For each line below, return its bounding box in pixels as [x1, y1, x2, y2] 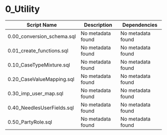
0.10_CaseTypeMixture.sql [7, 61, 71, 68]
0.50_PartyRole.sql [7, 118, 52, 125]
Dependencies [122, 21, 158, 28]
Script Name [26, 21, 57, 28]
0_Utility [5, 3, 40, 15]
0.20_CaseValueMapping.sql [7, 75, 75, 82]
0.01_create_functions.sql [7, 47, 69, 54]
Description [83, 21, 113, 28]
